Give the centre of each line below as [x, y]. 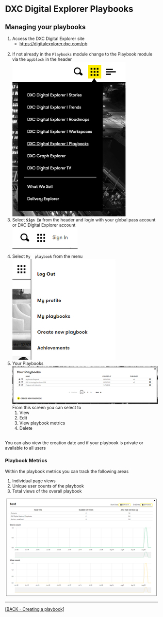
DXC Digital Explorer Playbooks [69, 9]
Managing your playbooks [45, 27]
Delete [26, 428]
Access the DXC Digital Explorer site [48, 38]
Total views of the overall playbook [47, 491]
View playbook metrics [42, 423]
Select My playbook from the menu [47, 256]
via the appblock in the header [42, 59]
